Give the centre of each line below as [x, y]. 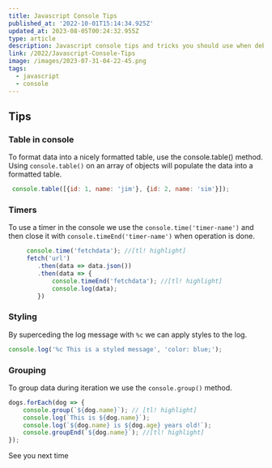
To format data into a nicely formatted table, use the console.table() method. [136, 157]
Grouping [28, 370]
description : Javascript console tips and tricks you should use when [130, 46]
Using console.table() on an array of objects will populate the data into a [131, 166]
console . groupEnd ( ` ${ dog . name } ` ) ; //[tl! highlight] [114, 433]
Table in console [41, 139]
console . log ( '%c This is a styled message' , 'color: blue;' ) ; [115, 349]
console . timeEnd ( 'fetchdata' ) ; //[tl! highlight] [137, 281]
